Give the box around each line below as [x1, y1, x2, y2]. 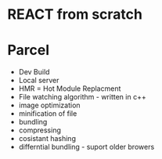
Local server [18, 76, 59, 85]
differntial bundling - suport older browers [18, 143, 155, 152]
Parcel [7, 42, 50, 60]
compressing [18, 125, 62, 135]
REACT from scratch [7, 5, 142, 23]
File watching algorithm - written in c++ [18, 92, 146, 102]
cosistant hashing [18, 134, 76, 143]
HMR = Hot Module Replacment [18, 84, 121, 93]
